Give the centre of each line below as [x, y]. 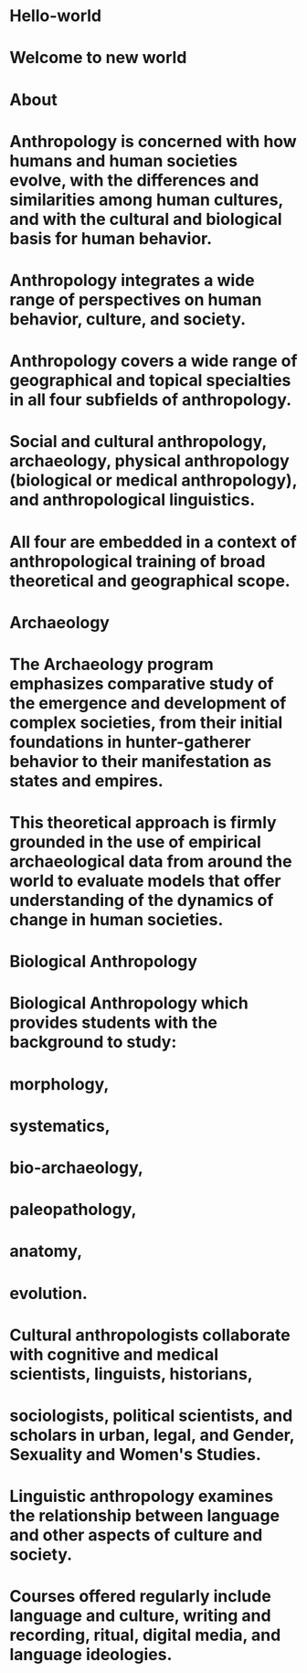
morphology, [59, 1084]
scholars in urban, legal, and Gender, [152, 1435]
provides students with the [113, 1023]
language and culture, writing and [140, 1616]
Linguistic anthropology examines [142, 1497]
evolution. [49, 1293]
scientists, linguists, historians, [131, 1374]
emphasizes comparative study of [142, 683]
